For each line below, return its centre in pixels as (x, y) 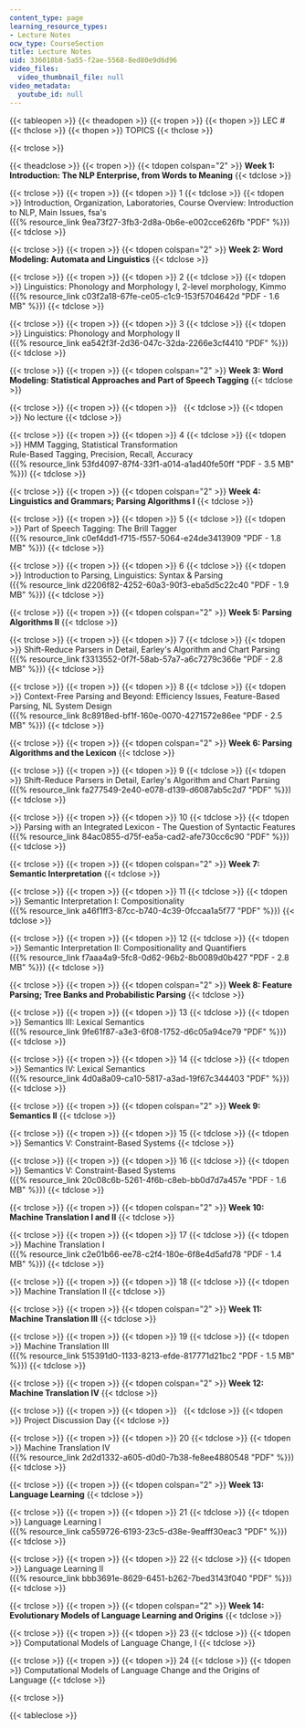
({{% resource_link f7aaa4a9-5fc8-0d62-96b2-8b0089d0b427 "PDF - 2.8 (149, 957)
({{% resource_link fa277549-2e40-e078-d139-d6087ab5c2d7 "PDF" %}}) (151, 790)
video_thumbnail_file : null (71, 78)
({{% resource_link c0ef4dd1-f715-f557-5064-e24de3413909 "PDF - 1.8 (145, 538)
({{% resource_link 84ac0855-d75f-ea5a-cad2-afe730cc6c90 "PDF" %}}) (150, 836)
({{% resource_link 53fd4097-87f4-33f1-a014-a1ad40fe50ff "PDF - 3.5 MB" (152, 464)
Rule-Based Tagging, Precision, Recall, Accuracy (101, 454)
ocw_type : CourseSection (57, 43)
